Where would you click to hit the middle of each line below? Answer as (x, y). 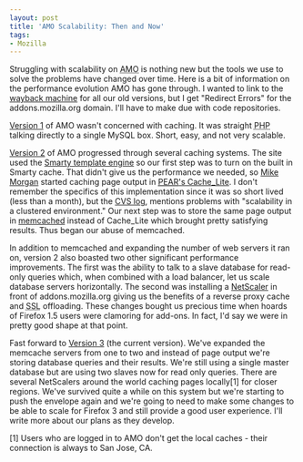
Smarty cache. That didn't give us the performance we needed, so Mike (144, 172)
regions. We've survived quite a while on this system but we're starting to (147, 392)
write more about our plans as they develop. (92, 421)
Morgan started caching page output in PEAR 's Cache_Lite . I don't (133, 182)
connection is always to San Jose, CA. (81, 448)
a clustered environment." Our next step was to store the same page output (151, 211)
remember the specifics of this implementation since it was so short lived (146, 191)
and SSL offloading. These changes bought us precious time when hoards (149, 306)
